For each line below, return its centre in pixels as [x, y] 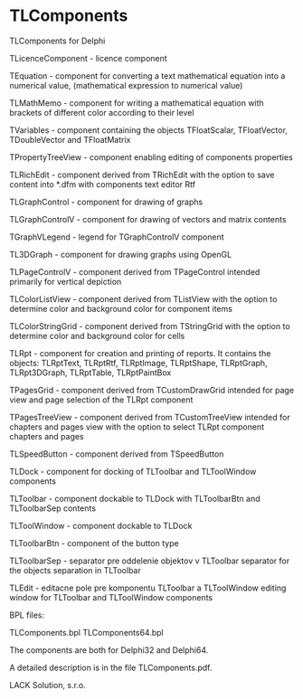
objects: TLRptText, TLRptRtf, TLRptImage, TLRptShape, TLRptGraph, [139, 363]
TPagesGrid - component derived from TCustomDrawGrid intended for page [152, 390]
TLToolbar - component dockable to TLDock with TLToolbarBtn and [135, 498]
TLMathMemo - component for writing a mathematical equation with [137, 103]
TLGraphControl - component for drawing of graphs [106, 202]
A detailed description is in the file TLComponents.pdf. [111, 667]
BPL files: [27, 615]
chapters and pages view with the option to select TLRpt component [137, 427]
